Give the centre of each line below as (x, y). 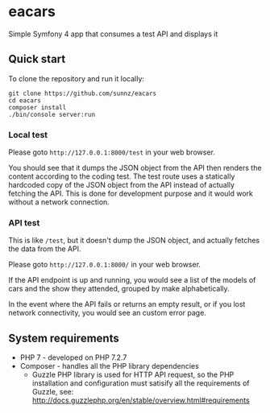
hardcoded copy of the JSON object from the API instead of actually (122, 185)
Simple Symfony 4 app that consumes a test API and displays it (113, 34)
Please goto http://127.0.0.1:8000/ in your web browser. (105, 265)
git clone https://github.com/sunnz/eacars (83, 93)
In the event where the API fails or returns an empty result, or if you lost (127, 304)
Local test (28, 134)
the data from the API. (45, 249)
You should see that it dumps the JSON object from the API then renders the (135, 168)
